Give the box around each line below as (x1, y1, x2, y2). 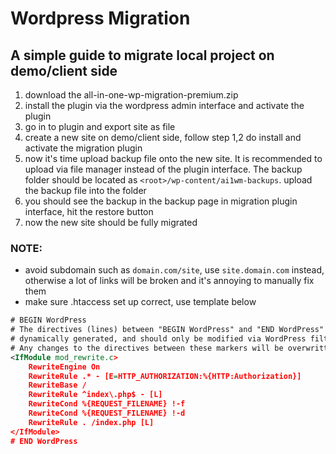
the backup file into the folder (24, 185, 147, 196)
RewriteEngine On (28, 362, 101, 372)
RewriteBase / (28, 380, 87, 391)
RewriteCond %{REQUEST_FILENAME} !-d (28, 408, 186, 419)
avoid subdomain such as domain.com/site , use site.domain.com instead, (24, 264, 325, 276)
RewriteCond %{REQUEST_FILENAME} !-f (28, 399, 186, 409)
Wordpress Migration (10, 7, 191, 30)
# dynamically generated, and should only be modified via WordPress (10, 334, 307, 344)
